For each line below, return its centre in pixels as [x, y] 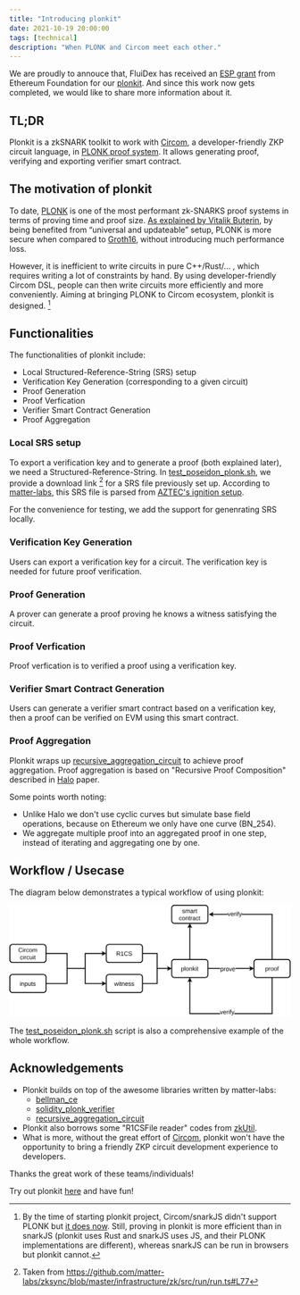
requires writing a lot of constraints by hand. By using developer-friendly [143, 275]
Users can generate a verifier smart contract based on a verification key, [143, 708]
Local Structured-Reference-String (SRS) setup [109, 372]
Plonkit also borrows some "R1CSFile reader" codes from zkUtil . [139, 1128]
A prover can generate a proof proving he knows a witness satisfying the [143, 614]
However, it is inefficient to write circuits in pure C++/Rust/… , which [134, 266]
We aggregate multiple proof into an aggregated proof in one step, [144, 833]
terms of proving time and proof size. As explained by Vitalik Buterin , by [141, 220]
